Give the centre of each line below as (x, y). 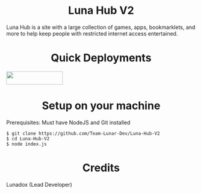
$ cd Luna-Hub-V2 (28, 139)
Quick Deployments (101, 58)
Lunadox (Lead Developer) (39, 184)
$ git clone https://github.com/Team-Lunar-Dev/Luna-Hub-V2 (83, 133)
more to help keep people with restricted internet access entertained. (92, 33)
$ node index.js (26, 144)
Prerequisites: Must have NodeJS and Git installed (68, 122)
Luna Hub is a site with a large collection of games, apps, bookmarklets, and (101, 27)
